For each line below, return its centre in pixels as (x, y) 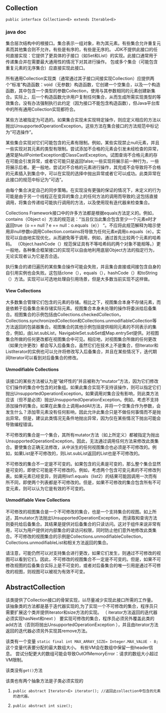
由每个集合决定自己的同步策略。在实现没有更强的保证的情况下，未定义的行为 (83, 190)
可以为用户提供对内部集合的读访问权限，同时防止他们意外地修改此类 (83, 530)
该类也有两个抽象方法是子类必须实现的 (44, 680)
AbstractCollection (35, 587)
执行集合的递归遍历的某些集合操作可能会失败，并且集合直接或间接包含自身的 (83, 267)
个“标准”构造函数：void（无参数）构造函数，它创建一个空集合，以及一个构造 (83, 85)
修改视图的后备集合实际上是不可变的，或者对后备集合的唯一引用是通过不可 (81, 565)
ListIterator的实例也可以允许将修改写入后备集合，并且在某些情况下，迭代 (79, 352)
